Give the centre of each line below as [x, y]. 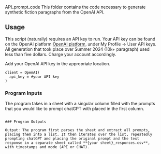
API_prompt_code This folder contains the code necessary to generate [75, 7]
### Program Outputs [26, 122]
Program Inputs [24, 93]
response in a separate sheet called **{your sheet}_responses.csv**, [78, 143]
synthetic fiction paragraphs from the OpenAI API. [55, 12]
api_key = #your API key [34, 77]
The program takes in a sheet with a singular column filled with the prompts [80, 104]
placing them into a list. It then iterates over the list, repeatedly [79, 135]
